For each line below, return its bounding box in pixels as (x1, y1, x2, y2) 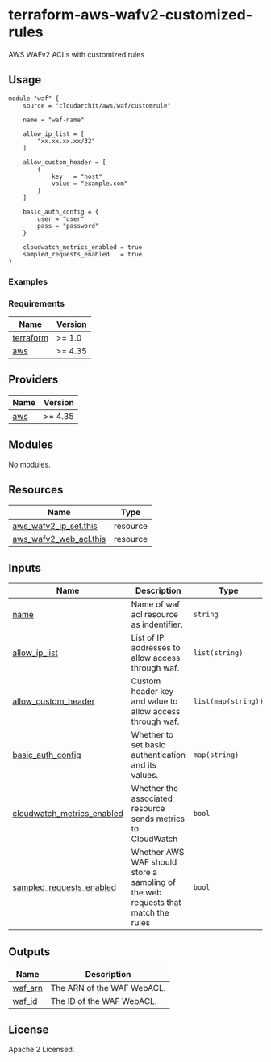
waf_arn (12, 983, 43, 994)
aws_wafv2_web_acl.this (12, 534, 106, 545)
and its (131, 759, 157, 771)
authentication (131, 750, 186, 761)
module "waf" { (8, 95, 60, 103)
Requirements (8, 298, 65, 309)
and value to (131, 696, 178, 707)
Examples (8, 276, 48, 287)
